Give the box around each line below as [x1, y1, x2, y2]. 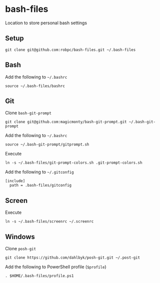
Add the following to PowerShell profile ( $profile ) [5, 264, 107, 270]
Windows [5, 233, 35, 241]
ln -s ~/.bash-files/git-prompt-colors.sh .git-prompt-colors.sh [5, 160, 142, 165]
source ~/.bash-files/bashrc [5, 83, 65, 89]
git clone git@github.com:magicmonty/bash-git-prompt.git [5, 120, 127, 125]
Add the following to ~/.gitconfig [5, 169, 74, 175]
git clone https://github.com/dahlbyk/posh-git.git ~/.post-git [5, 255, 140, 260]
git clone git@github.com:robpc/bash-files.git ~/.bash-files [5, 47, 136, 52]
